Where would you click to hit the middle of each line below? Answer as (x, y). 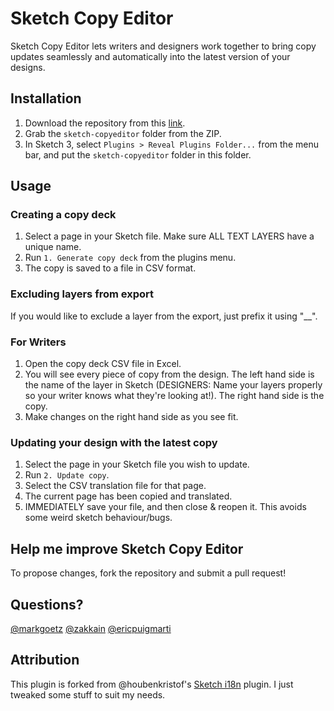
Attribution (45, 660)
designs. (28, 67)
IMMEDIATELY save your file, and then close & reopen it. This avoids (165, 507)
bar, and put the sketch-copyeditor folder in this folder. (138, 154)
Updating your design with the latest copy (114, 442)
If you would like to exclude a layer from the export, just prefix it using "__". (164, 316)
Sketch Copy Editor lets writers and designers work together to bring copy (163, 46)
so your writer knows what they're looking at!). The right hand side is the (174, 396)
